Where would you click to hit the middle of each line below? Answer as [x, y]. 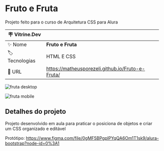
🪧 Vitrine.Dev [25, 34]
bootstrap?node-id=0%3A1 [32, 143]
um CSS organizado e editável [35, 129]
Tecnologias [21, 61]
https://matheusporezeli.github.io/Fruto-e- [96, 68]
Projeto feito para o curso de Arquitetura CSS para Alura [61, 22]
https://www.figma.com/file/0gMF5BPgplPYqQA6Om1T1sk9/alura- [92, 138]
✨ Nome [17, 44]
